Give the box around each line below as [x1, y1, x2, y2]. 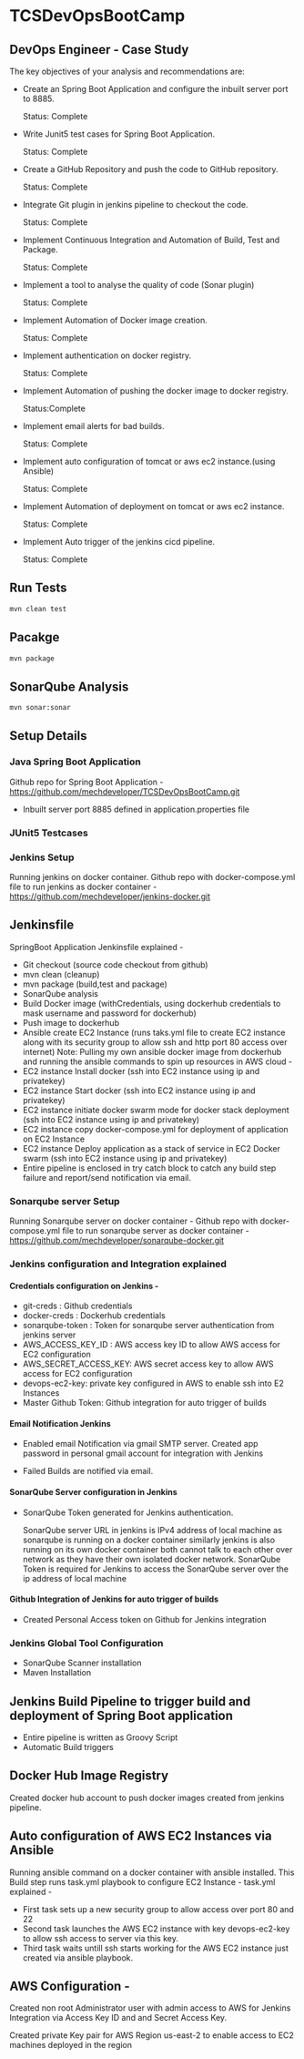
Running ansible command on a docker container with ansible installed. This [9, 1867, 295, 1878]
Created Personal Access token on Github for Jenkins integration [22, 1613, 267, 1624]
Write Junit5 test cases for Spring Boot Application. [22, 128, 216, 139]
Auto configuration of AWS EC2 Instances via [9, 1829, 272, 1844]
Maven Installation [22, 1667, 92, 1678]
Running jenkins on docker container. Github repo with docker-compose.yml [9, 871, 296, 882]
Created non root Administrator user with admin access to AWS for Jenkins [9, 2003, 291, 2013]
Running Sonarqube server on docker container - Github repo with [9, 1215, 258, 1226]
